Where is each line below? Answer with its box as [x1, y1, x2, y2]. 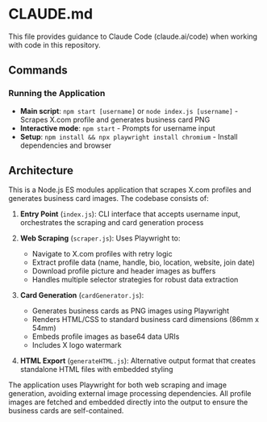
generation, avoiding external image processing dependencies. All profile [8, 389, 252, 399]
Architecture [8, 164, 74, 178]
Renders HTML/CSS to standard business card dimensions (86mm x [31, 315, 260, 324]
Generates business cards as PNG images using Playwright [31, 306, 230, 315]
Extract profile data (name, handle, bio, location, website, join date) [31, 257, 256, 267]
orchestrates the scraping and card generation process [19, 218, 204, 228]
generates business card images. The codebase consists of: [8, 194, 210, 203]
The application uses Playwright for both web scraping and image [8, 380, 227, 390]
